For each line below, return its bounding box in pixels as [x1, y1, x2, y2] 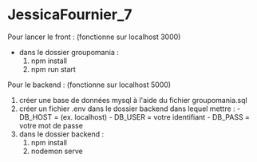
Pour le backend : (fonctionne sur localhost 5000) [7, 80, 172, 89]
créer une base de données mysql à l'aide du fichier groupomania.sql [18, 95, 248, 105]
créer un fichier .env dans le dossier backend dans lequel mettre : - [18, 104, 241, 113]
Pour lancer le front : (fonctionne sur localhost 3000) [7, 32, 181, 41]
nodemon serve [30, 146, 83, 156]
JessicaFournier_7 [7, 6, 132, 24]
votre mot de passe [18, 121, 83, 130]
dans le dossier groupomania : [18, 47, 119, 57]
